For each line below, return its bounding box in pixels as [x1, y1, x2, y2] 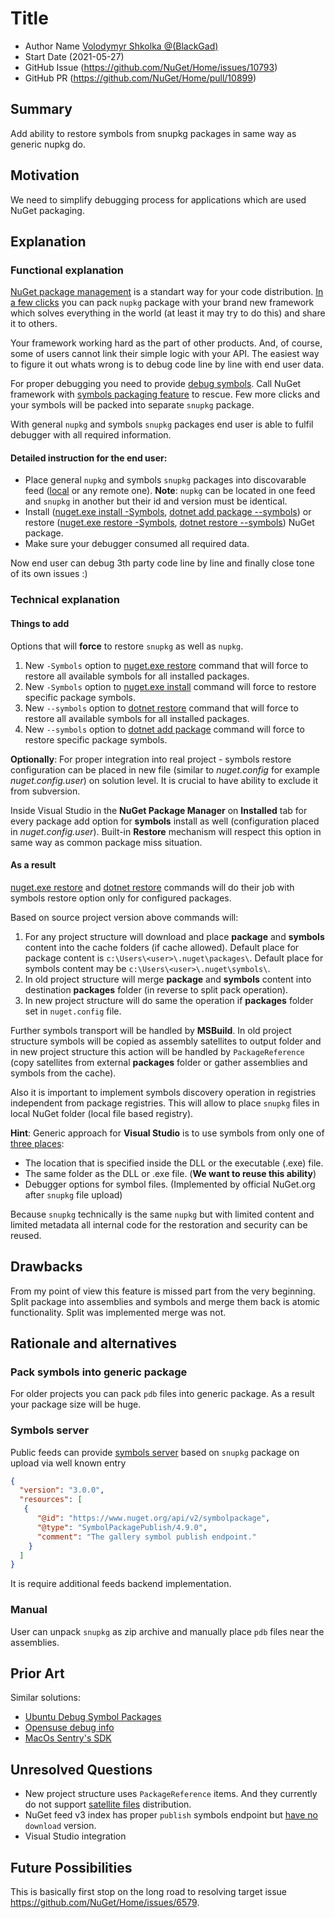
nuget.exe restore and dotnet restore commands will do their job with [10, 881, 295, 893]
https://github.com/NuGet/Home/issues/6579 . [10, 1897, 200, 1909]
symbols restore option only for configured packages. [10, 892, 232, 904]
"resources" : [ [19, 1495, 83, 1505]
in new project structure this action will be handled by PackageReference [10, 1045, 305, 1057]
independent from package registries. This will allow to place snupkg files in [10, 1097, 320, 1109]
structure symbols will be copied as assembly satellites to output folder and [10, 1035, 322, 1047]
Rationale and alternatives [10, 1335, 178, 1352]
